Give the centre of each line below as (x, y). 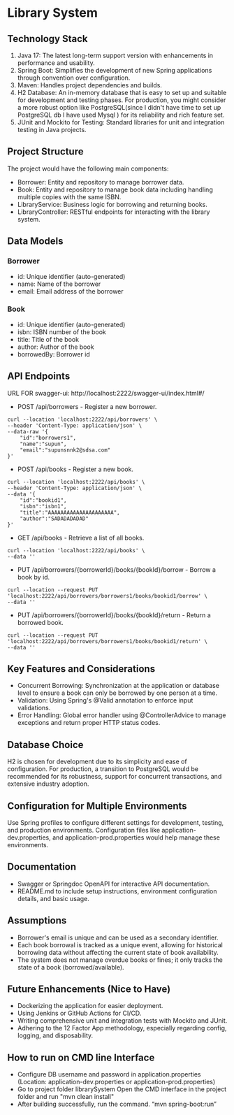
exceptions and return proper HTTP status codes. (89, 723)
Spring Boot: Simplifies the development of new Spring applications (115, 70)
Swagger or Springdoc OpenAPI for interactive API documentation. (114, 884)
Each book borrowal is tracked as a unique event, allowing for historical (120, 944)
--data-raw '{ (28, 431)
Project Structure (45, 152)
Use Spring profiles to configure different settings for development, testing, (116, 823)
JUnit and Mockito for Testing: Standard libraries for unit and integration (121, 122)
